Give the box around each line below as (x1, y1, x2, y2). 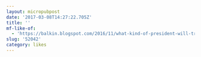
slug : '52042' (6, 36, 42, 42)
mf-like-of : (6, 25, 36, 31)
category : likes (6, 42, 47, 48)
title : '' (6, 20, 31, 26)
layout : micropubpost (6, 8, 60, 15)
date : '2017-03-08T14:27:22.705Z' (6, 14, 93, 20)
